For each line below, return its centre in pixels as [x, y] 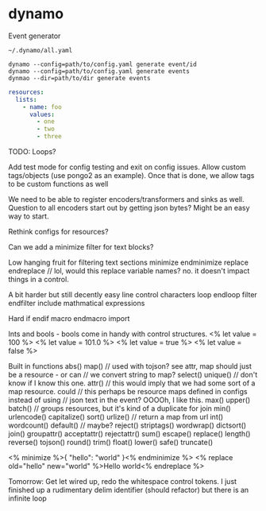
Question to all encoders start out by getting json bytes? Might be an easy [129, 208]
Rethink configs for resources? [58, 232]
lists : [26, 99]
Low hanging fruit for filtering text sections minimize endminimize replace [128, 262]
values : [42, 114]
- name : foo [42, 107]
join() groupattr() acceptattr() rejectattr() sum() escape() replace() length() [129, 434]
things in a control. [39, 280]
